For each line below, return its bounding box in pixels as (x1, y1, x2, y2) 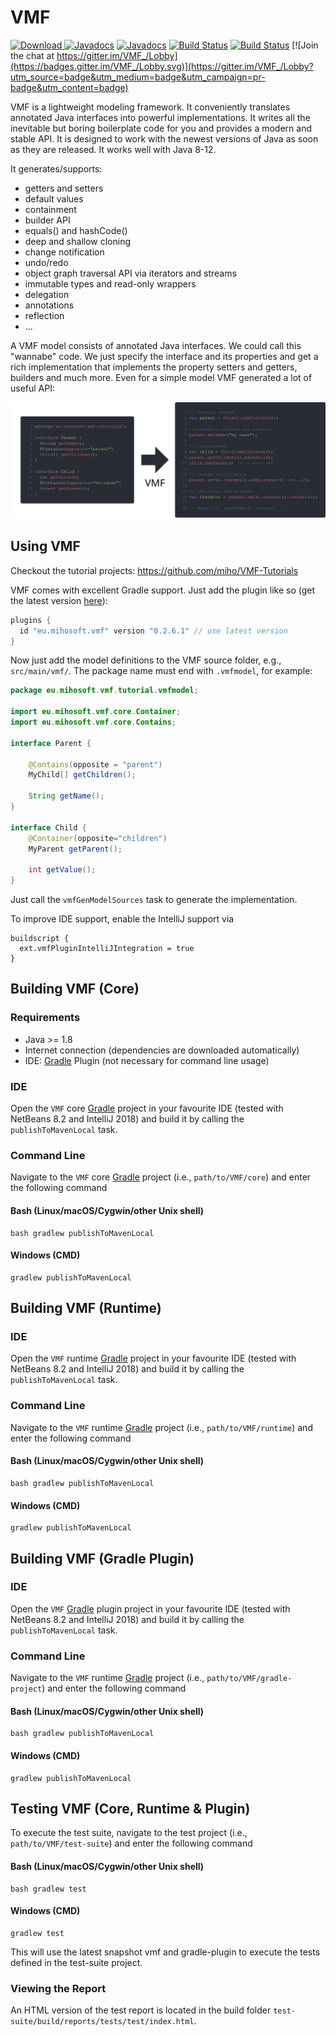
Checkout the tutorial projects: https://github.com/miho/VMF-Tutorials (10, 564, 299, 576)
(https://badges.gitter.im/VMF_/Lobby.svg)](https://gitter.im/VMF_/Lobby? (10, 60, 314, 72)
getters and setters (24, 182, 104, 194)
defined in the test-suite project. (10, 1956, 143, 1968)
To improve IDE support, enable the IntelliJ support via (10, 913, 235, 925)
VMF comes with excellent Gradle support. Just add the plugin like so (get (10, 584, 316, 596)
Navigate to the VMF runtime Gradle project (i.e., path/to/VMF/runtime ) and (10, 1421, 313, 1433)
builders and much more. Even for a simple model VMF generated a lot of (10, 371, 313, 383)
